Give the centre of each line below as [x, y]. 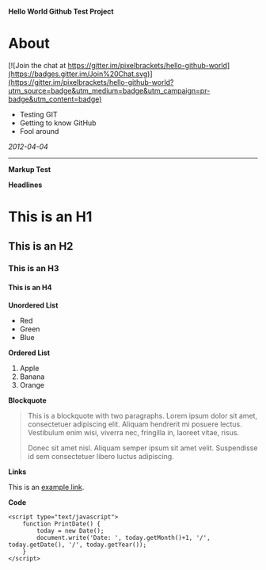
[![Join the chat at [37, 65]
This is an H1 [50, 217]
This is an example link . [46, 487]
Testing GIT [38, 114]
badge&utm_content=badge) [55, 99]
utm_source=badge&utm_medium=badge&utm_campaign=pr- [109, 90]
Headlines [25, 185]
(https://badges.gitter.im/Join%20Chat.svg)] [80, 74]
